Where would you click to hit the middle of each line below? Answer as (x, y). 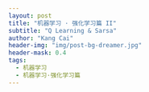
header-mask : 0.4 (37, 53)
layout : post (30, 16)
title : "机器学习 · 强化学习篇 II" (62, 23)
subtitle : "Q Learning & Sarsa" (62, 30)
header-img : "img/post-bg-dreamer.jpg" (75, 46)
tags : (17, 61)
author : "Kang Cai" (41, 38)
